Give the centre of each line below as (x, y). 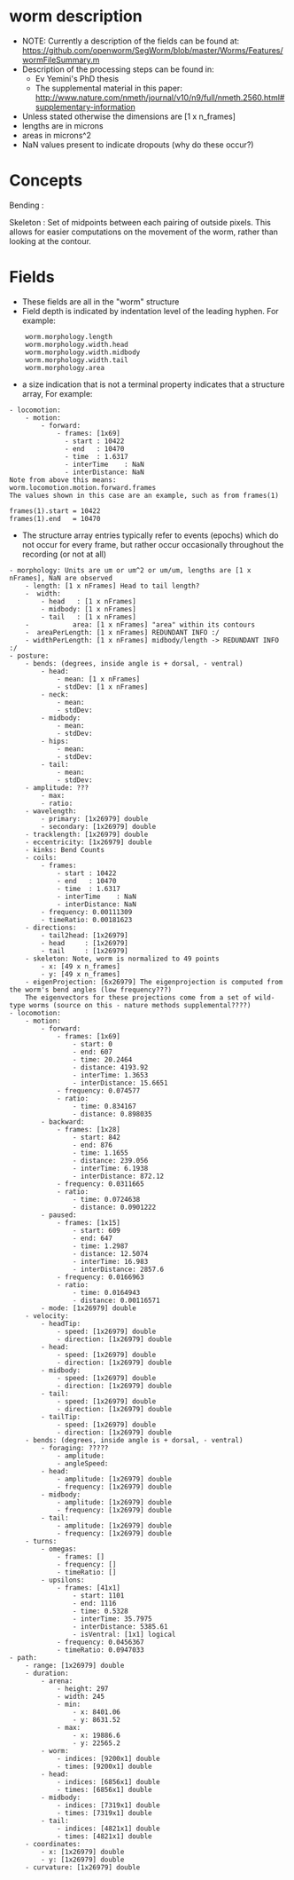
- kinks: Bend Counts (65, 849)
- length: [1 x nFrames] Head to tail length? (112, 586)
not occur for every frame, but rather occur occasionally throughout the (153, 544)
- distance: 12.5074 (110, 1253)
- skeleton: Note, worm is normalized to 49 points (122, 959)
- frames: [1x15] (89, 1222)
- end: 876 (93, 1145)
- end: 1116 (94, 1603)
